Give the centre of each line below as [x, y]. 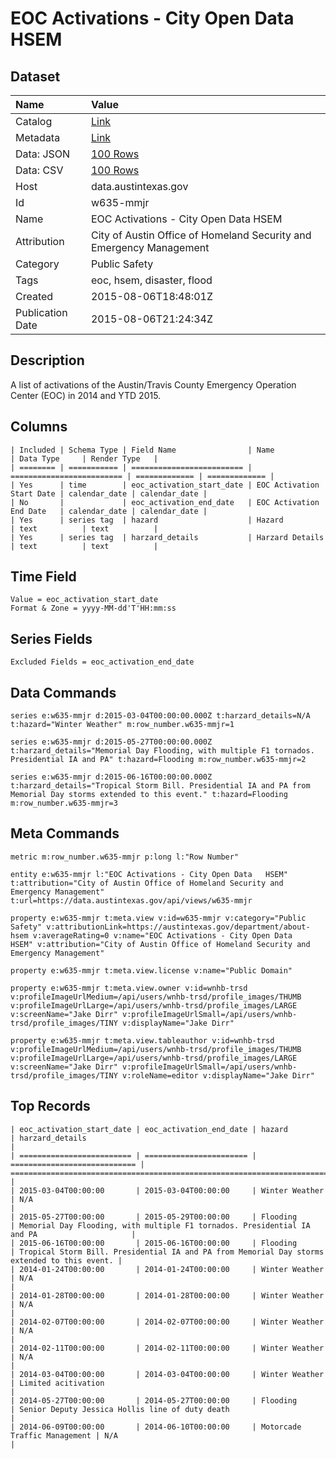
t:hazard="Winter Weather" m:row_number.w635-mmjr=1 [122, 725]
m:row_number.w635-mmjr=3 [64, 803]
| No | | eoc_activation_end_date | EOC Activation [165, 502]
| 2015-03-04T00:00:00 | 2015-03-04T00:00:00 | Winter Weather [167, 1190]
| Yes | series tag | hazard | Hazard [147, 520]
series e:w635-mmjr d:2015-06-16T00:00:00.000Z [111, 777]
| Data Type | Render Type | [84, 458]
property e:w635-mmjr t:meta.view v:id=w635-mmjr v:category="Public [158, 918]
